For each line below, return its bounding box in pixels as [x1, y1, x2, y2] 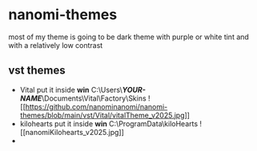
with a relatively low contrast [8, 40, 103, 50]
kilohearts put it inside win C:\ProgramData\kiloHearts [19, 118, 199, 129]
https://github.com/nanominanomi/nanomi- [25, 101, 168, 111]
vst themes [8, 64, 66, 77]
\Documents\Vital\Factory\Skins [41, 93, 147, 103]
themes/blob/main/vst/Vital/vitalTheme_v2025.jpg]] [19, 110, 191, 120]
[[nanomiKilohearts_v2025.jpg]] [19, 127, 124, 137]
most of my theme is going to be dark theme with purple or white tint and [8, 32, 250, 42]
